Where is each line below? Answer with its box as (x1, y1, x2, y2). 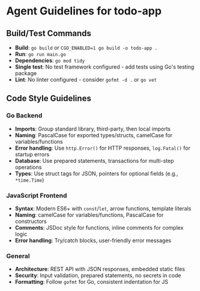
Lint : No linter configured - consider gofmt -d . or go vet (14, 76, 157, 83)
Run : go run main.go (14, 51, 66, 58)
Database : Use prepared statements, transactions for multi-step (14, 157, 174, 164)
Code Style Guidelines (6, 93, 91, 103)
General (6, 251, 30, 260)
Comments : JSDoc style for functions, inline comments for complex (14, 224, 184, 231)
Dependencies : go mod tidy (14, 57, 85, 64)
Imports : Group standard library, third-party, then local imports (14, 125, 171, 132)
